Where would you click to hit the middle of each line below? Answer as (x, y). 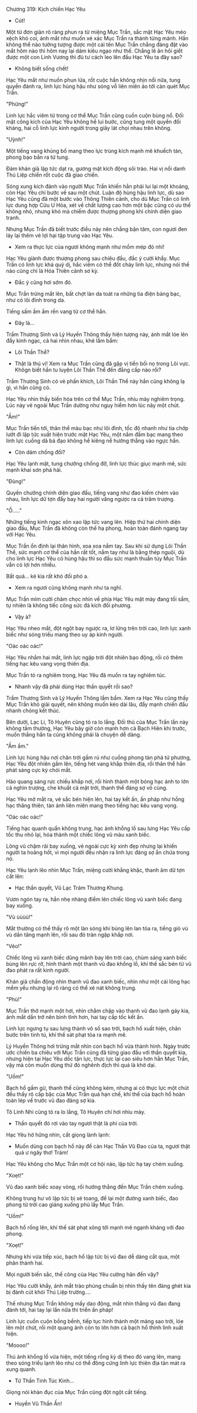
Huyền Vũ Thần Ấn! (38, 1404)
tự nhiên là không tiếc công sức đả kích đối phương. (69, 605)
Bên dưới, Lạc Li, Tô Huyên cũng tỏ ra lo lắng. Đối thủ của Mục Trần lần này (97, 722)
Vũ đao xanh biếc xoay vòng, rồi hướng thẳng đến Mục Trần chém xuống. (95, 1187)
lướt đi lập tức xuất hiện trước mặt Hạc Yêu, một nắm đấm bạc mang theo (95, 434)
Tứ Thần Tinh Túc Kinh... (44, 1381)
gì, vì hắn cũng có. (29, 388)
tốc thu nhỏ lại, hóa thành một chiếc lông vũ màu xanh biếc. (79, 835)
